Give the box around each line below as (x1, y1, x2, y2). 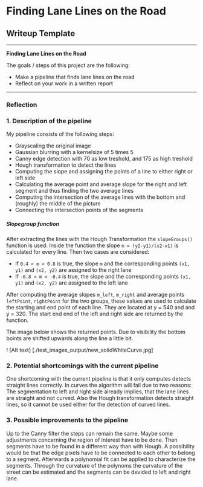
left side (14, 174, 36, 182)
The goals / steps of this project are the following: (6, 62, 130, 69)
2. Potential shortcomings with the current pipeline (6, 361, 159, 370)
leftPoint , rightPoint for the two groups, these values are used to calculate (6, 297, 196, 305)
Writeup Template (6, 28, 76, 39)
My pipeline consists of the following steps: (6, 131, 115, 138)
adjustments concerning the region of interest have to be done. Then (6, 436, 178, 443)
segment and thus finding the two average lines (14, 187, 134, 195)
